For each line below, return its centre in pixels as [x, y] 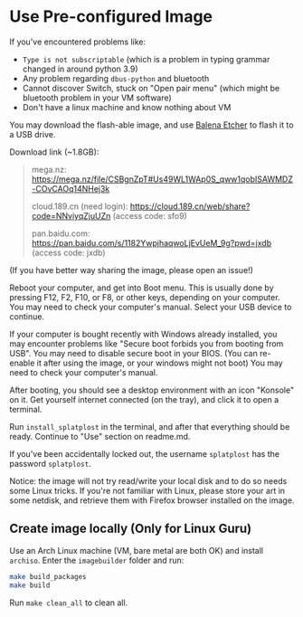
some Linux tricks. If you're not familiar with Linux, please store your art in [147, 490]
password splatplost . [51, 463]
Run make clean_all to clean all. [69, 603]
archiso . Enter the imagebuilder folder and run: [97, 560]
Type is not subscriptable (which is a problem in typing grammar [146, 59]
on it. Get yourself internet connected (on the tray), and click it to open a [144, 399]
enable [22, 363]
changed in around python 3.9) [80, 69]
